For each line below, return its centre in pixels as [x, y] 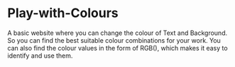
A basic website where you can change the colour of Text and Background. [117, 33]
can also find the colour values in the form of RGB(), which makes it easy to [118, 48]
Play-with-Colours [63, 13]
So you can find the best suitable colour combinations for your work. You [114, 40]
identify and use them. [40, 56]
